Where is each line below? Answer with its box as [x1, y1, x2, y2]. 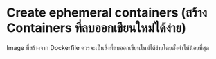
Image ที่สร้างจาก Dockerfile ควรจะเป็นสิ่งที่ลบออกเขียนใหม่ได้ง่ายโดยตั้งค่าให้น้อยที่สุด [6, 43, 209, 51]
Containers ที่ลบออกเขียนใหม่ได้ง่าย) [6, 20, 186, 36]
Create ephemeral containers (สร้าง [6, 5, 208, 21]
